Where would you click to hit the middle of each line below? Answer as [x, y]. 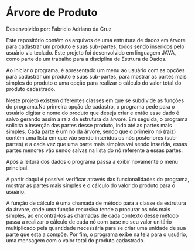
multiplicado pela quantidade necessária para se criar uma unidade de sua [96, 228]
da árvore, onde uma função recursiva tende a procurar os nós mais [88, 209]
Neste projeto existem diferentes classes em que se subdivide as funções [95, 100]
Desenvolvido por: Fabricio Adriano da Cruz [59, 29]
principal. [18, 168]
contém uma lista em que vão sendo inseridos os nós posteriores [85, 137]
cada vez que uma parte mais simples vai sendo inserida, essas [110, 144]
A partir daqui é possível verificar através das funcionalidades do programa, [98, 179]
